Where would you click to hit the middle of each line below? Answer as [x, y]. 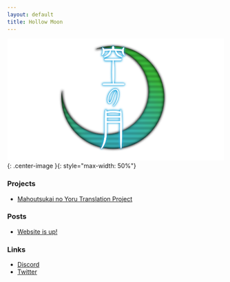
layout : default [30, 14]
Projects [21, 184]
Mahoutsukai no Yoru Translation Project [75, 199]
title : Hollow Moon [35, 22]
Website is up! [37, 232]
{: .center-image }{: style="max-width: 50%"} [72, 166]
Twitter [27, 272]
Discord [28, 265]
